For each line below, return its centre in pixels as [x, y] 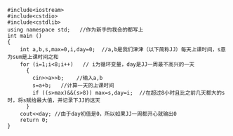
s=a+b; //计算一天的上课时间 [73, 86]
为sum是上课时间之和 [33, 57]
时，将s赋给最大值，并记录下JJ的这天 [54, 100]
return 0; [34, 120]
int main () [25, 36]
